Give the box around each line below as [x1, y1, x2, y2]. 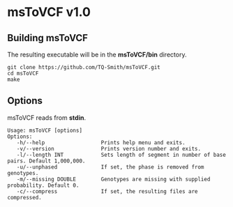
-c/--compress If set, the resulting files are [16, 187, 198, 195]
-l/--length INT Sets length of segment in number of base [16, 151, 227, 158]
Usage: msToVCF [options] [7, 127, 82, 134]
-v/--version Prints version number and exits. [16, 145, 201, 152]
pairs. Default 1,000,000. [7, 158, 86, 164]
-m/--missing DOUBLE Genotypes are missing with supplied [16, 176, 211, 183]
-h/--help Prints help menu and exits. [16, 139, 186, 146]
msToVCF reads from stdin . [7, 113, 86, 122]
